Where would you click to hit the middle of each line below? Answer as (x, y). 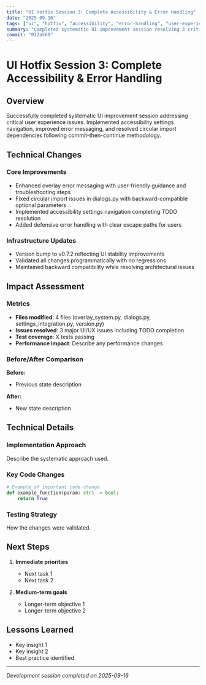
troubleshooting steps (43, 192)
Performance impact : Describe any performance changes (89, 343)
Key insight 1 (31, 644)
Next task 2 (39, 580)
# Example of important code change (53, 487)
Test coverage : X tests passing (55, 337)
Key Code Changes (36, 474)
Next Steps (28, 547)
